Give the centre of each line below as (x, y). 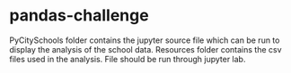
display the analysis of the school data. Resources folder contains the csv (145, 49)
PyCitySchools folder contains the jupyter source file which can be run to (145, 40)
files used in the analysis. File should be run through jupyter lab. (128, 59)
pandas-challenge (79, 16)
